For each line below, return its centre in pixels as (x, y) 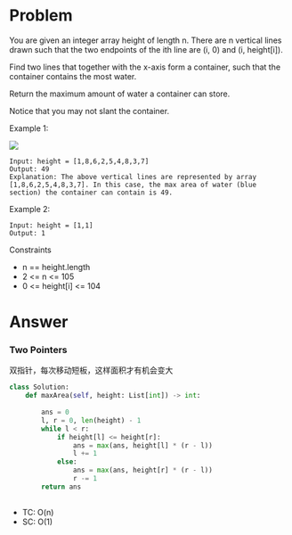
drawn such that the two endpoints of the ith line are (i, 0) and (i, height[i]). (146, 49)
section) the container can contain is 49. (91, 193)
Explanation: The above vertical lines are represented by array (133, 177)
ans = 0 (55, 412)
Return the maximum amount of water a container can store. (120, 94)
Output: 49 (29, 169)
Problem (41, 16)
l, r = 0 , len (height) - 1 (91, 420)
